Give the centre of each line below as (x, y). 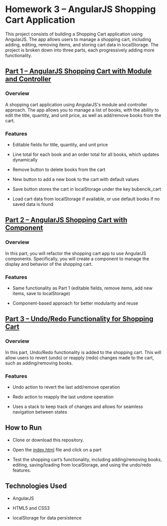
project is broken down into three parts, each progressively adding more (80, 50)
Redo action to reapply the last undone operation (63, 396)
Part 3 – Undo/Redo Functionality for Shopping (79, 319)
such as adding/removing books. (39, 363)
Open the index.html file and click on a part (57, 449)
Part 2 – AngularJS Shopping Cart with (66, 220)
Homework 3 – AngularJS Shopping (80, 9)
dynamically (25, 159)
